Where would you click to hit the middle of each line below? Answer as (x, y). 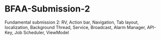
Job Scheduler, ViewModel (42, 32)
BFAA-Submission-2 (48, 9)
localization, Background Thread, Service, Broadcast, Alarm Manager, (75, 27)
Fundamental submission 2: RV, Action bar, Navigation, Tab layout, (72, 22)
